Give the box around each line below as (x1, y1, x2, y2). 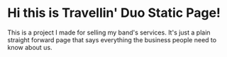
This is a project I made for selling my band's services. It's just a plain (7, 28, 211, 37)
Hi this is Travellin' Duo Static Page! (7, 5, 221, 21)
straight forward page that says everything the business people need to (7, 35, 217, 44)
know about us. (7, 43, 52, 51)
